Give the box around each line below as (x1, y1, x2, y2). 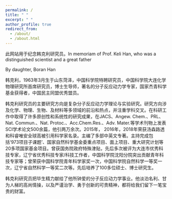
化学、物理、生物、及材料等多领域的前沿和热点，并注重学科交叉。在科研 (9, 107, 162, 113)
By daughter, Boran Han (5, 66, 56, 72)
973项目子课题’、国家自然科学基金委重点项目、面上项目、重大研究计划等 (11, 139, 164, 145)
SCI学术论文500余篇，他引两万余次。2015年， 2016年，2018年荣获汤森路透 (5, 126, 165, 132)
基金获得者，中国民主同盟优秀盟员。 (5, 90, 82, 96)
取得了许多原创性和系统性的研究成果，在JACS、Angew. (14, 113, 132, 119)
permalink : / (5, 7, 33, 13)
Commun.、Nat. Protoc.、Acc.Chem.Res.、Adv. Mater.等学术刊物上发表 (15, 120, 166, 126)
